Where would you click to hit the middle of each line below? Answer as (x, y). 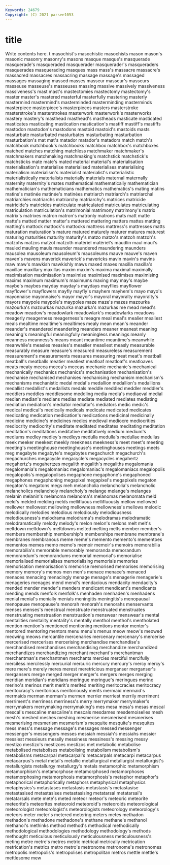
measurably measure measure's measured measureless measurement (79, 350)
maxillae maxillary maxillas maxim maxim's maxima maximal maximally (79, 270)
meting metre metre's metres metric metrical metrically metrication (75, 842)
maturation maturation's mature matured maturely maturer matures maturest (85, 232)
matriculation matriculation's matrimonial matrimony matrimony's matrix (80, 210)
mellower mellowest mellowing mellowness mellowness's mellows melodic (83, 507)
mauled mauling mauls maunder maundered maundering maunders (76, 248)
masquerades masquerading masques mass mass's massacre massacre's (83, 70)
